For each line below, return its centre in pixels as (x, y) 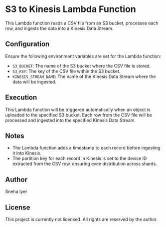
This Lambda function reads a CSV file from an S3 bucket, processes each (82, 23)
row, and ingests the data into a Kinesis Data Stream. (59, 28)
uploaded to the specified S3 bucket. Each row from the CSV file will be (79, 115)
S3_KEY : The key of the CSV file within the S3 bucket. (66, 71)
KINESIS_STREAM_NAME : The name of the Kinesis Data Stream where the (84, 76)
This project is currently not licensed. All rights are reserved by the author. (82, 219)
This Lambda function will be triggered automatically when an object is (78, 109)
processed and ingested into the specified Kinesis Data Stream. (71, 120)
